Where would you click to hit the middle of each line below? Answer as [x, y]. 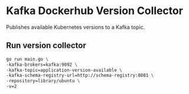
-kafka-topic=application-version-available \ [64, 70]
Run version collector [46, 46]
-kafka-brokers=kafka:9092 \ [42, 65]
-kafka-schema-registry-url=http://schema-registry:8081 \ [80, 75]
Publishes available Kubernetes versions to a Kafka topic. [76, 27]
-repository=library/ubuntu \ [43, 81]
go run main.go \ [27, 59]
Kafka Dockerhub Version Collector [95, 11]
